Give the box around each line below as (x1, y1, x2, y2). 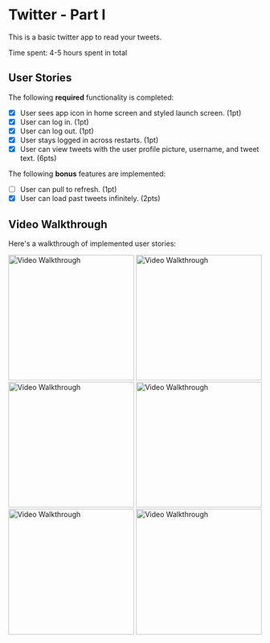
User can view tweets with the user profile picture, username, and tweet (19, 145, 260, 154)
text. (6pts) (19, 154, 57, 163)
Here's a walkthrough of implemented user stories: (8, 239, 177, 248)
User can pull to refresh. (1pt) (19, 185, 117, 195)
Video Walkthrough (8, 217, 108, 231)
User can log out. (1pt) (19, 126, 94, 136)
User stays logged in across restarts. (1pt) (19, 135, 159, 145)
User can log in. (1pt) (19, 117, 90, 126)
